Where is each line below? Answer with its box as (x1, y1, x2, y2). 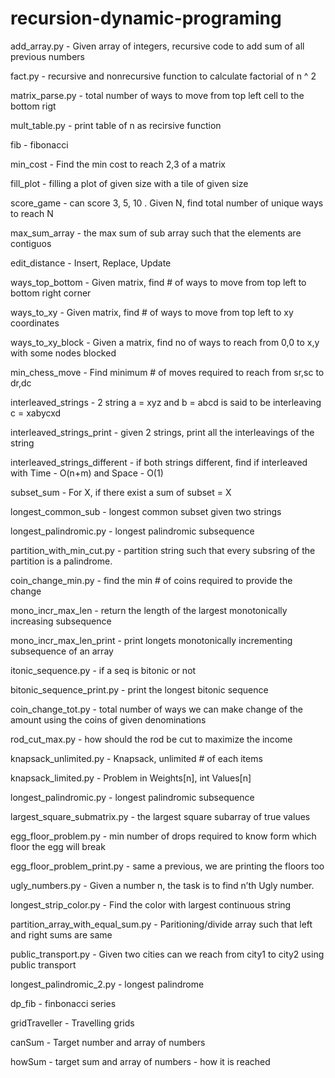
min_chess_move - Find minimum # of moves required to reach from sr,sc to (10, 366, 325, 378)
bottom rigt (10, 100, 57, 112)
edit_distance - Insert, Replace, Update (10, 257, 172, 269)
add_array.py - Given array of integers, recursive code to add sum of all (10, 40, 305, 52)
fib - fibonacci (10, 138, 69, 151)
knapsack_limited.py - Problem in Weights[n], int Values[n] (10, 772, 252, 784)
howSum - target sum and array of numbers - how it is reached (10, 1055, 271, 1067)
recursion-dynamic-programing (10, 7, 282, 30)
